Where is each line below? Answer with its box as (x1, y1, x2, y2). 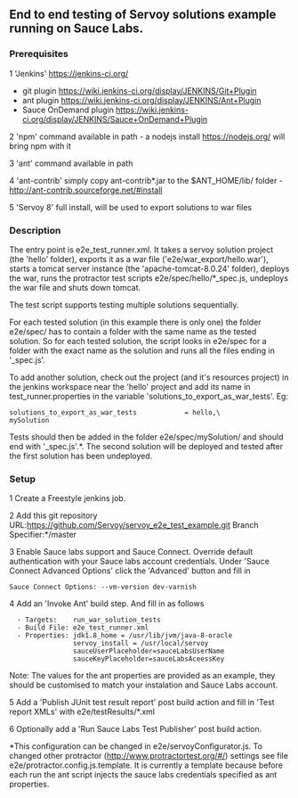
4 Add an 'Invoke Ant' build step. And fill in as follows (9, 598, 205, 609)
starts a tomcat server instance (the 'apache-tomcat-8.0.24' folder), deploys (9, 263, 290, 274)
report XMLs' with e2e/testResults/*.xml (9, 706, 156, 717)
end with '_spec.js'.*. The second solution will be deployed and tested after (9, 440, 283, 451)
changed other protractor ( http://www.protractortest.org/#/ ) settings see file (9, 751, 289, 761)
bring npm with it (9, 140, 71, 151)
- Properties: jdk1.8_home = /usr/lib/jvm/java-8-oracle (17, 631, 233, 640)
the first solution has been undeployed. (9, 450, 153, 461)
